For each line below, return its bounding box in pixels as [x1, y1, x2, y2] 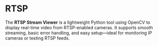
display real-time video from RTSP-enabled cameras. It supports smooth [5, 24, 154, 30]
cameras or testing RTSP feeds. [5, 35, 70, 41]
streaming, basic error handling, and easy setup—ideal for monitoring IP [5, 30, 153, 36]
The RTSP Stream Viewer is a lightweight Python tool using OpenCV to [5, 19, 151, 25]
